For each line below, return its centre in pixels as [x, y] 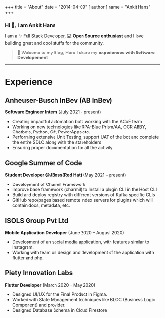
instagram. [23, 247]
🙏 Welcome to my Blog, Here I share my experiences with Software [86, 53]
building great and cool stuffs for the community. [55, 43]
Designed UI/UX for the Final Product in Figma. [59, 294]
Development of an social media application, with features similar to [81, 242]
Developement [32, 58]
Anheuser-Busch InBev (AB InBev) [59, 100]
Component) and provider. [39, 305]
